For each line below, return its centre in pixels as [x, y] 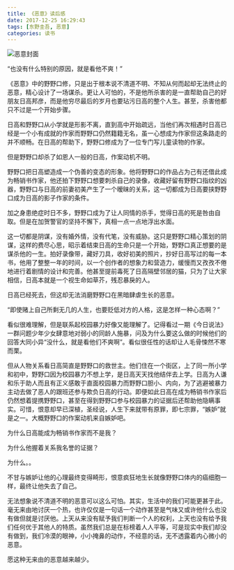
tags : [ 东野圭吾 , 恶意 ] [39, 27]
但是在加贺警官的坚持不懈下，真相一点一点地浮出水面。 [99, 221]
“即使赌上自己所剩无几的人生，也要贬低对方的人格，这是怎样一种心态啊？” [114, 310]
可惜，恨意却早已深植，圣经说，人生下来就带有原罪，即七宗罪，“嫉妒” [120, 409]
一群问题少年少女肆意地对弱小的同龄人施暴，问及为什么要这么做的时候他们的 [117, 333]
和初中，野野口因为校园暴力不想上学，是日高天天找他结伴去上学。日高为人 [114, 374]
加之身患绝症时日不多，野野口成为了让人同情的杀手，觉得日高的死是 [105, 213]
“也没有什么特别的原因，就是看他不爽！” [65, 69]
